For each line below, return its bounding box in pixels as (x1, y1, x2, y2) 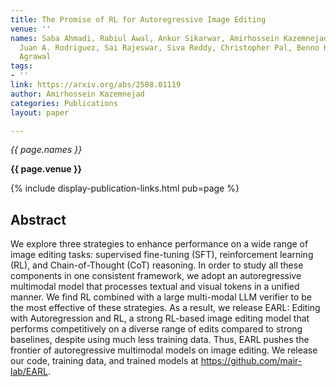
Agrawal (19, 52, 52, 62)
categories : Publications (10, 98, 118, 108)
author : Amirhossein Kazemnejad (10, 89, 145, 99)
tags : (10, 61, 33, 71)
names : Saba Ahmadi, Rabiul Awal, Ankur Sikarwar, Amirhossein (10, 33, 280, 43)
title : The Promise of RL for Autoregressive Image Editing (10, 14, 267, 25)
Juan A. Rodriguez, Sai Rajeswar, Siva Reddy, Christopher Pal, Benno (19, 42, 320, 53)
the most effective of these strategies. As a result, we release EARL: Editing (10, 302, 321, 314)
